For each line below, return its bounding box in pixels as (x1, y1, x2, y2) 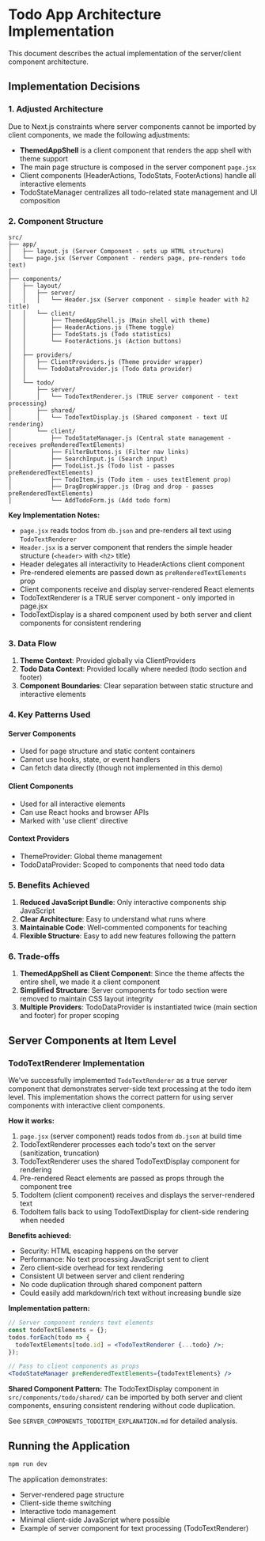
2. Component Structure (8, 215, 104, 226)
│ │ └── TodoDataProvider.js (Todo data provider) (8, 365, 193, 373)
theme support (19, 153, 69, 163)
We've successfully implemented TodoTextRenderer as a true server (8, 1076, 228, 1085)
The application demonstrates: (8, 1474, 108, 1484)
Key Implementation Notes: (8, 510, 100, 520)
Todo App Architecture (8, 6, 162, 24)
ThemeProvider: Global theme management (19, 851, 162, 861)
